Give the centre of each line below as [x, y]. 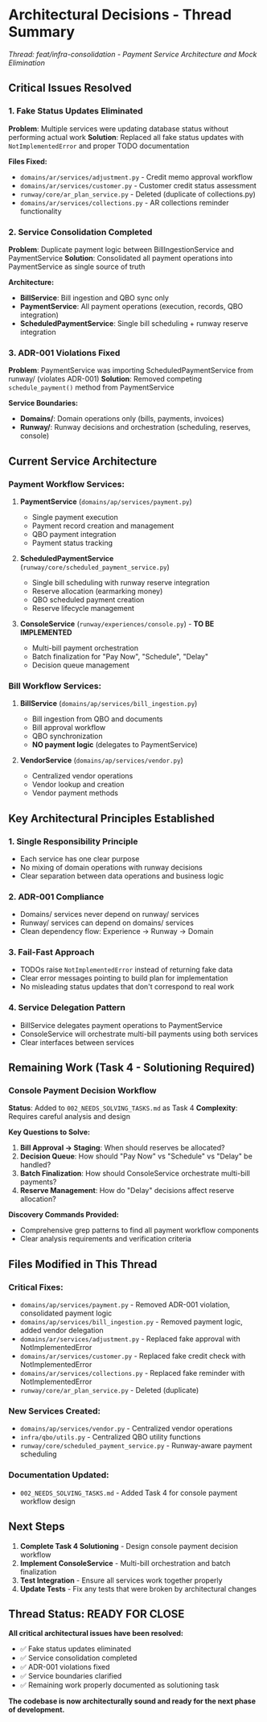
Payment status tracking [72, 543]
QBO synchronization [67, 736]
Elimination [27, 63]
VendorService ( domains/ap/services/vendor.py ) [101, 760]
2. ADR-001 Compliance [56, 897]
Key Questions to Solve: [49, 1132]
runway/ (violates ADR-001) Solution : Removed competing [105, 379]
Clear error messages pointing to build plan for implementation [124, 978]
